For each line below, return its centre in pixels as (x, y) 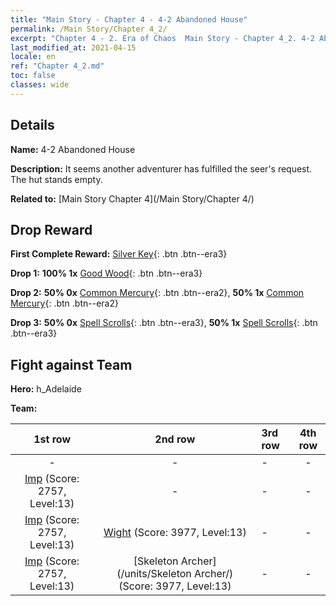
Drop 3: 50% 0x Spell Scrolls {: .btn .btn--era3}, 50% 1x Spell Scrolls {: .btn (164, 323)
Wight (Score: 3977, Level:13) (175, 533)
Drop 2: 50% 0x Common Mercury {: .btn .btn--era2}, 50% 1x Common (157, 293)
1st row (52, 439)
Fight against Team (71, 364)
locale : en (33, 57)
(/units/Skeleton (154, 574)
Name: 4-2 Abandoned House (73, 149)
